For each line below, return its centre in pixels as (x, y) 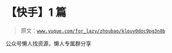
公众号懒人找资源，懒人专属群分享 (48, 43)
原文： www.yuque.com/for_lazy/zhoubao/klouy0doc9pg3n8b (93, 30)
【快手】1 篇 (36, 12)
